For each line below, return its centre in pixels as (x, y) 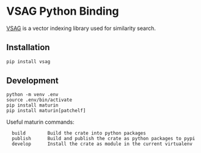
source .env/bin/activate (39, 100)
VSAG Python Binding (63, 11)
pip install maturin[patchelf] (46, 111)
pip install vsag (28, 62)
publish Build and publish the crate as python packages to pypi (104, 139)
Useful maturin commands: (40, 122)
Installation (28, 47)
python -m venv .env (33, 95)
